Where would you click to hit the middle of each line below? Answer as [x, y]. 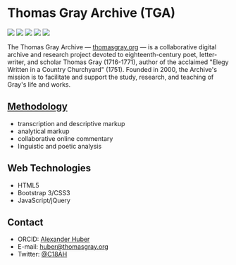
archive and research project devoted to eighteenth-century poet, [103, 54]
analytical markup [43, 131]
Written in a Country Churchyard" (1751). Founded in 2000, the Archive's [112, 69]
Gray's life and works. [39, 84]
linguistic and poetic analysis [60, 146]
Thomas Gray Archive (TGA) [92, 13]
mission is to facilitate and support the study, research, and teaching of [111, 77]
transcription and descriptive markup [71, 123]
